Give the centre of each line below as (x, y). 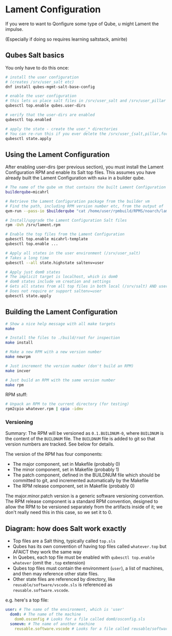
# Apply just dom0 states (33, 272)
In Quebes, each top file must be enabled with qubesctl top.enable (84, 557)
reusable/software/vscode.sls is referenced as (62, 585)
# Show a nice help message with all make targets (60, 324)
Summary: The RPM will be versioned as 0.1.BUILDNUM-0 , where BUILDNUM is (84, 433)
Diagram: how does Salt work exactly (66, 528)
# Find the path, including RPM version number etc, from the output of (84, 206)
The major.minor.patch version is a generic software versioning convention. (85, 496)
